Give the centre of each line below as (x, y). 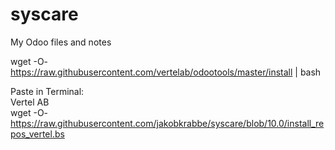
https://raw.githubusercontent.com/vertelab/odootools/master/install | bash (166, 72)
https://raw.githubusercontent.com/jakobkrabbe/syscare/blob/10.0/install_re (167, 123)
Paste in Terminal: (47, 91)
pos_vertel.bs (37, 134)
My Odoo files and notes (61, 42)
